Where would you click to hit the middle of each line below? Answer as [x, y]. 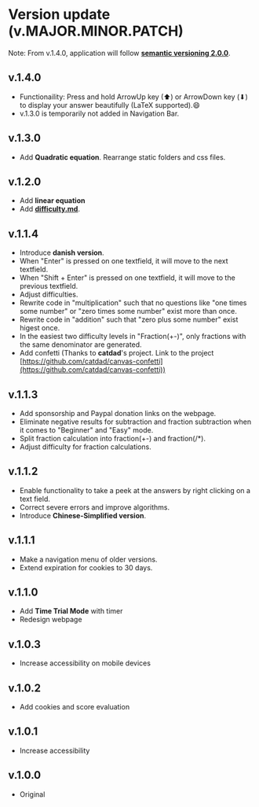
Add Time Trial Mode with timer [71, 611]
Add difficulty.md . [50, 209]
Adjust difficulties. [49, 295]
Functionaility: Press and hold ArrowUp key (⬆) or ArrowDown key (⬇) [134, 97]
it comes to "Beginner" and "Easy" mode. [86, 430]
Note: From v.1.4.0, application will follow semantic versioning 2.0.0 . [119, 53]
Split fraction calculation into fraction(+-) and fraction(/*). [113, 439]
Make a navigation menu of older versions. [88, 559]
